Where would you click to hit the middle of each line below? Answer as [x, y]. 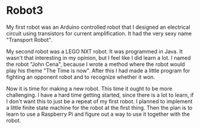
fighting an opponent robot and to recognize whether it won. [81, 77]
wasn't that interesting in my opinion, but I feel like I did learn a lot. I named [99, 58]
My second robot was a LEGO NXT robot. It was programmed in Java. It [94, 51]
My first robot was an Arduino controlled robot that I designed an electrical [98, 27]
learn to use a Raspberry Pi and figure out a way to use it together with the [98, 114]
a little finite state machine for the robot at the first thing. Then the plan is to [99, 107]
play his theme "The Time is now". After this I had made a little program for [98, 70]
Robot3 [25, 10]
